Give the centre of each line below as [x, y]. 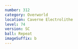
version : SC [17, 29]
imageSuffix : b [21, 39]
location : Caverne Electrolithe [39, 19]
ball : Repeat [18, 34]
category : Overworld [27, 15]
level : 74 [15, 24]
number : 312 [17, 10]
